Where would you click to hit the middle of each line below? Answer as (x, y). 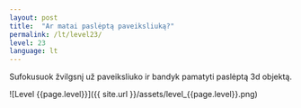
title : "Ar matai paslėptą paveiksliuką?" (92, 26)
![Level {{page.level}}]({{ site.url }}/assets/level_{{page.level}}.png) (133, 94)
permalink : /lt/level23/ (56, 34)
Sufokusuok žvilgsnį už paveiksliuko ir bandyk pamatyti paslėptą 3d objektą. (150, 76)
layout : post (34, 18)
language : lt (34, 51)
